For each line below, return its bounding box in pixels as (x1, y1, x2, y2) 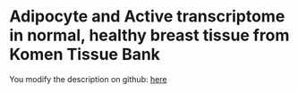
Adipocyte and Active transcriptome (9, 6, 285, 27)
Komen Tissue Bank (9, 45, 161, 64)
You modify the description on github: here (9, 73, 167, 84)
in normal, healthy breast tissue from (9, 25, 290, 46)
